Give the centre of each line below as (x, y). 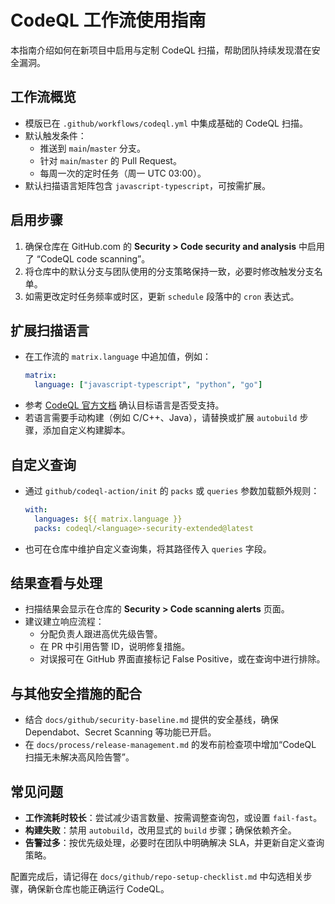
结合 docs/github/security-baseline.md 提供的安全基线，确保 (151, 720)
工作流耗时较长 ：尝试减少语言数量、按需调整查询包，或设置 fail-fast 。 (173, 817)
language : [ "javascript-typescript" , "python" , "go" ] (148, 385)
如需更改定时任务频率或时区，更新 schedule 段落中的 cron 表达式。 (162, 296)
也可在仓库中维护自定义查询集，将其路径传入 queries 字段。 (148, 548)
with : (36, 509)
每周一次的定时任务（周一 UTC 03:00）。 (123, 173)
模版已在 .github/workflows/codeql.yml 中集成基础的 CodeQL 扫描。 (166, 123)
